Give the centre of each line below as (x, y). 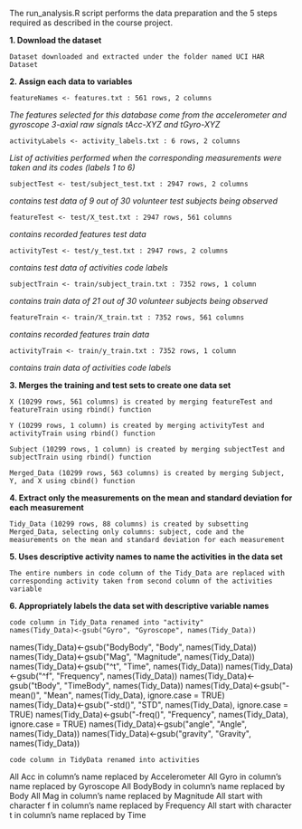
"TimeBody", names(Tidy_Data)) (123, 686)
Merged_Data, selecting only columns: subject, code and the (127, 532)
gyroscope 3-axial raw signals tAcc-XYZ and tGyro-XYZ (115, 124)
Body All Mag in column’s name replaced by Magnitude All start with (136, 796)
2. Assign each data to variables (71, 81)
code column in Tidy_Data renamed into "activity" (107, 623)
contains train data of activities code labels (90, 367)
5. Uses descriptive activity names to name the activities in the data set (146, 557)
